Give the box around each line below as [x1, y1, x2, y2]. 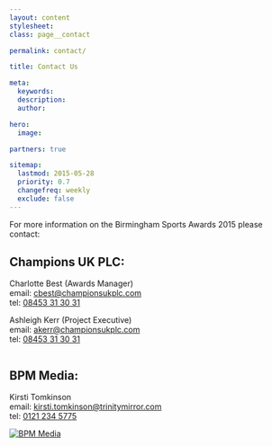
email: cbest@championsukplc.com [9, 288, 142, 299]
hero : [9, 120, 30, 129]
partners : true [9, 145, 67, 154]
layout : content [9, 13, 70, 22]
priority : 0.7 [17, 177, 70, 187]
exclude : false [17, 194, 75, 203]
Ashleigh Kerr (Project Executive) [9, 315, 132, 326]
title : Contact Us [9, 62, 78, 72]
